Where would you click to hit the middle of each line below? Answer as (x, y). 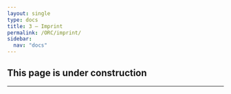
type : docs (23, 20)
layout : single (29, 13)
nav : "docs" (31, 45)
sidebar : (20, 39)
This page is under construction (77, 73)
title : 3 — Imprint (35, 26)
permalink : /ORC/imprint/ (44, 33)
